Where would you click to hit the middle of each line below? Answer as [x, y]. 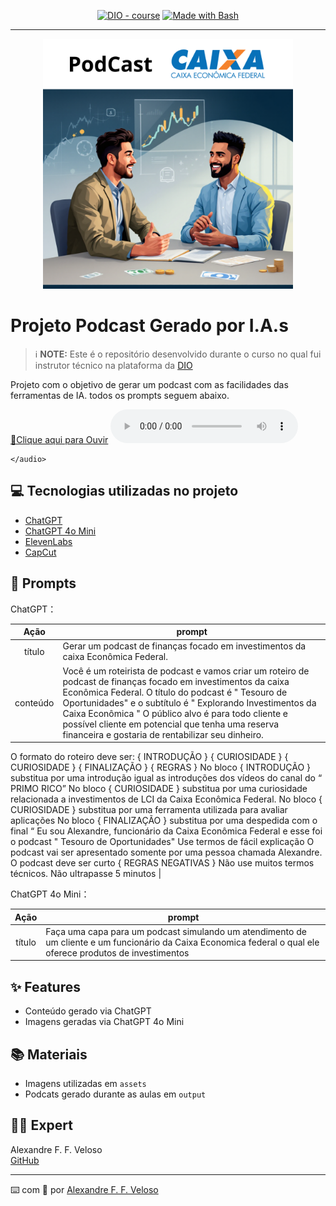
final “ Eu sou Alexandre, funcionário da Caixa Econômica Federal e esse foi [166, 831]
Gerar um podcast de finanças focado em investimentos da [184, 646]
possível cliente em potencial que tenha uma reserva [171, 724]
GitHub [25, 1160]
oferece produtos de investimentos [117, 952]
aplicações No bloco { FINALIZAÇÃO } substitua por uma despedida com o [164, 821]
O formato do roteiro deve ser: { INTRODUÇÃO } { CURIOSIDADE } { [149, 757]
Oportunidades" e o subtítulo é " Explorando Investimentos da [189, 702]
